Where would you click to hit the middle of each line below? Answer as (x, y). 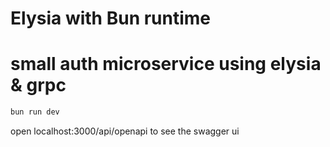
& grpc (38, 85)
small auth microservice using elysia (166, 64)
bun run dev (35, 112)
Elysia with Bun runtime (111, 18)
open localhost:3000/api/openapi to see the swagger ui (125, 131)
